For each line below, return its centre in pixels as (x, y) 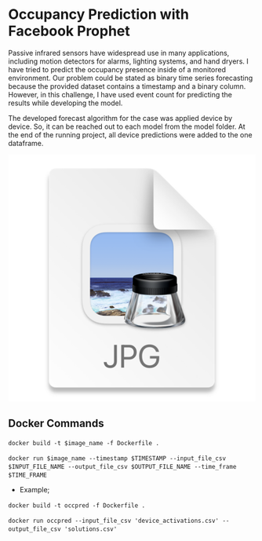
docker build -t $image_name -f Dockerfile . (84, 443)
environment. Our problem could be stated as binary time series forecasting (131, 78)
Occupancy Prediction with (99, 15)
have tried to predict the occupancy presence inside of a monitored (117, 69)
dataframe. (26, 143)
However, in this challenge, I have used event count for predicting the (120, 94)
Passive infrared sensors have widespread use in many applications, (119, 53)
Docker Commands (56, 424)
